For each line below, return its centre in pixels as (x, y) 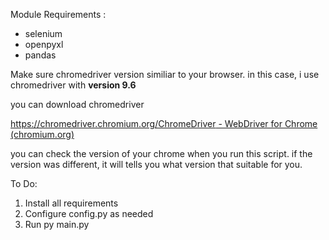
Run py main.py (57, 224)
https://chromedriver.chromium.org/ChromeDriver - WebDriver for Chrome (164, 123)
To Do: (24, 183)
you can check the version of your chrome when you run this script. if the (161, 153)
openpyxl (44, 44)
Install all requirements (71, 203)
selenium (43, 33)
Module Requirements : (58, 14)
